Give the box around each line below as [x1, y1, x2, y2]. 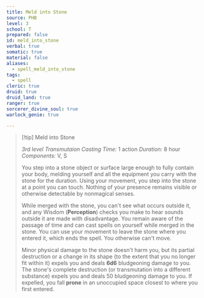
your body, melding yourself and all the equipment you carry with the [21, 170, 197, 178]
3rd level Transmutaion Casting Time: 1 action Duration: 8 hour [21, 145, 181, 153]
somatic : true [6, 49, 43, 55]
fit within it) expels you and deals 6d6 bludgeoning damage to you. [21, 259, 192, 267]
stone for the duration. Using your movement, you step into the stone [21, 177, 197, 185]
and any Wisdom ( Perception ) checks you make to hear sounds [21, 208, 184, 216]
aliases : [6, 60, 29, 66]
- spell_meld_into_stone [12, 66, 76, 72]
